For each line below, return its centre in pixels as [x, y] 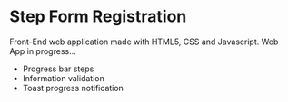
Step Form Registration [98, 17]
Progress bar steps [58, 69]
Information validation [63, 78]
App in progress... [43, 51]
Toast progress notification [73, 88]
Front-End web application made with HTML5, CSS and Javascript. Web [144, 42]
